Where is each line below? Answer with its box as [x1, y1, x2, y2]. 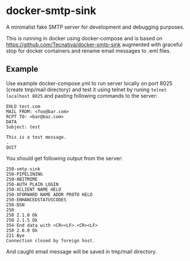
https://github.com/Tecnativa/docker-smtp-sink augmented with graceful [6, 41, 183, 48]
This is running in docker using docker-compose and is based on [6, 35, 163, 42]
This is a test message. [6, 134, 67, 140]
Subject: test [6, 124, 41, 130]
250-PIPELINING [6, 171, 43, 177]
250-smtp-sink [6, 166, 41, 172]
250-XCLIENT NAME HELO [6, 186, 61, 193]
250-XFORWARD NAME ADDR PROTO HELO [6, 191, 93, 197]
